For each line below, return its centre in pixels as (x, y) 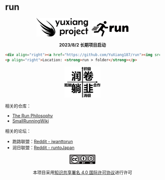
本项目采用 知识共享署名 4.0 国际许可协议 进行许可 (82, 172)
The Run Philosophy (32, 116)
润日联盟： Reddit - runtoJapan (43, 147)
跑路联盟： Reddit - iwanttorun (42, 141)
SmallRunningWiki (30, 121)
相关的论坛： (18, 131)
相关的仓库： (18, 106)
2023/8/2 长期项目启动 (82, 45)
